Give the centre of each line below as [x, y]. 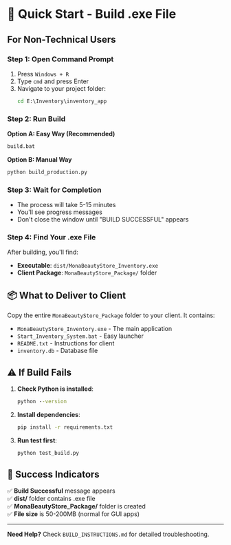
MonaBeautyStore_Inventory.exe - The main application [95, 329]
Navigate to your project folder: [62, 88]
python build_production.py [47, 172]
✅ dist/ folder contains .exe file [51, 499]
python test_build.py [48, 453]
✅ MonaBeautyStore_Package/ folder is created [76, 506]
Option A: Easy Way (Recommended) [61, 134]
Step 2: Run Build [36, 118]
